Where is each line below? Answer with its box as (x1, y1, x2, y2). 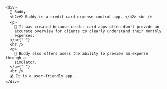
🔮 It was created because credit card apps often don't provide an (14, 24, 159, 29)
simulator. (14, 60, 37, 65)
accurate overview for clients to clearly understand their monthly (14, 29, 162, 34)
